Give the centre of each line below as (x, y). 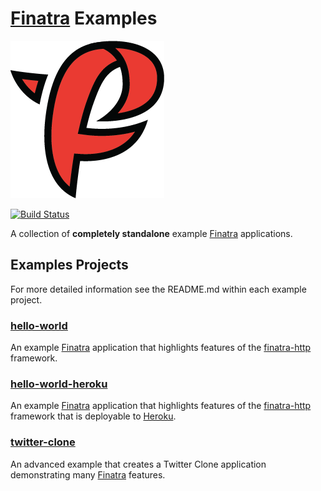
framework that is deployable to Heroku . (93, 416)
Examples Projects (69, 265)
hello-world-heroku (59, 384)
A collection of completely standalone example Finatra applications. (151, 233)
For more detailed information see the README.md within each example (158, 289)
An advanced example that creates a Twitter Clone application (138, 464)
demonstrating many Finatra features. (88, 474)
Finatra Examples (84, 18)
